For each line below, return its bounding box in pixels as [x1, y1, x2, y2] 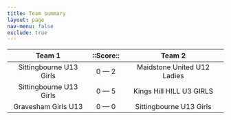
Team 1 [35, 51, 61, 60]
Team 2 [160, 51, 186, 60]
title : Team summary [7, 10, 67, 17]
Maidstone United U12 [136, 62, 210, 72]
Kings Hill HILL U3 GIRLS [133, 86, 214, 96]
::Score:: [92, 51, 120, 60]
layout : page [7, 16, 45, 23]
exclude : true [7, 29, 48, 36]
